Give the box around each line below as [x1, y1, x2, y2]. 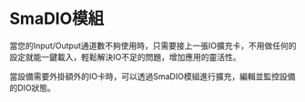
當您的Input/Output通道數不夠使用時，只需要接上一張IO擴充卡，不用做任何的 [9, 40, 297, 51]
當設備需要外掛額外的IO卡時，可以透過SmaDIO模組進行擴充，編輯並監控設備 [9, 70, 296, 82]
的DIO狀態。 [9, 82, 56, 93]
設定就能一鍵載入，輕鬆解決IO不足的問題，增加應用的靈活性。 [9, 51, 241, 62]
